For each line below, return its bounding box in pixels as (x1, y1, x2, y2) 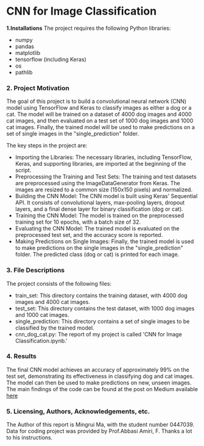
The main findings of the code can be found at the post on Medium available (6, 385, 198, 392)
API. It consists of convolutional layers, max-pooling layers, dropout (15, 199, 185, 207)
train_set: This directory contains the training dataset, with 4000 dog (15, 291, 188, 299)
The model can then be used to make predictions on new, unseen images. (6, 379, 192, 386)
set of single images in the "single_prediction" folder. (6, 130, 139, 138)
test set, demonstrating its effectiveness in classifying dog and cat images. (6, 372, 194, 380)
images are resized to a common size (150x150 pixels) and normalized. (15, 186, 193, 193)
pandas (15, 43, 35, 50)
